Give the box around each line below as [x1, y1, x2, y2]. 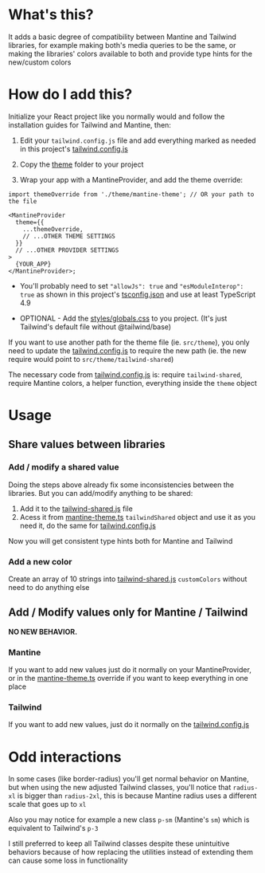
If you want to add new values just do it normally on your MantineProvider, [8, 665, 252, 674]
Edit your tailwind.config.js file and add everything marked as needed [19, 136, 256, 145]
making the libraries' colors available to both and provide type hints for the [8, 49, 253, 58]
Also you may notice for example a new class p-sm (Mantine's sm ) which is [8, 815, 250, 824]
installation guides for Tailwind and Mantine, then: [8, 120, 171, 129]
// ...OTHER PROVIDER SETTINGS [15, 246, 119, 254]
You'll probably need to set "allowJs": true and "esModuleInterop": [19, 281, 244, 290]
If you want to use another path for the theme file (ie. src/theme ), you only [8, 337, 250, 347]
